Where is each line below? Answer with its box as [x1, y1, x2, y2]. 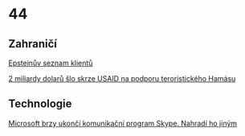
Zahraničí [8, 37, 58, 51]
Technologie [8, 97, 72, 111]
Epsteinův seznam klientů [8, 58, 93, 68]
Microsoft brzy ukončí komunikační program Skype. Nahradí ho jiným [8, 118, 238, 128]
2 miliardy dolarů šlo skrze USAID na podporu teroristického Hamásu [8, 74, 236, 83]
